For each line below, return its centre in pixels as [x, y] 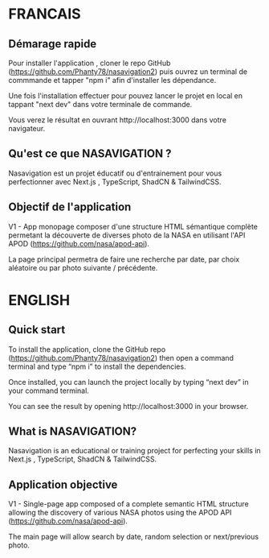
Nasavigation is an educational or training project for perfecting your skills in [134, 451]
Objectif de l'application [70, 207]
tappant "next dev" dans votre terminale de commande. [100, 104]
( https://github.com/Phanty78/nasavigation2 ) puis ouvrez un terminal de [128, 72]
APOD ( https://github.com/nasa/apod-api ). [79, 243]
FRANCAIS [45, 14]
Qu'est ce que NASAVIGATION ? [90, 154]
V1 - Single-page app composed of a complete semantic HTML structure [128, 504]
